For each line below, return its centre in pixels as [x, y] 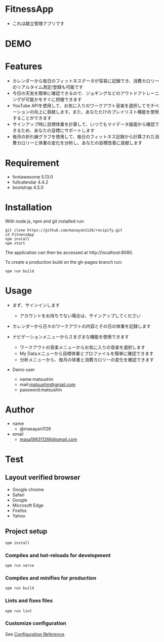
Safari [18, 495]
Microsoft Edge [28, 505]
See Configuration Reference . [35, 634]
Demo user [23, 369]
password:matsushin [41, 390]
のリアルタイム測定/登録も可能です [48, 87]
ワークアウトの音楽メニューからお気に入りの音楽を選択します [82, 347]
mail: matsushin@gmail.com [47, 384]
